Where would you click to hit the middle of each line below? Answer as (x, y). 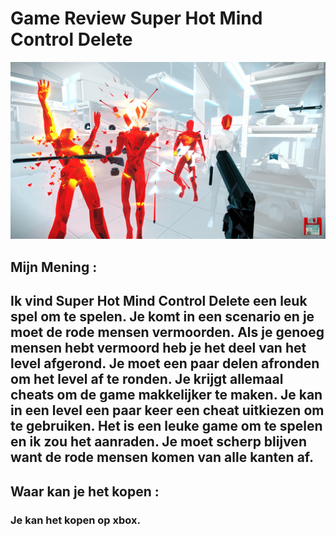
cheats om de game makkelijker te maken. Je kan (166, 395)
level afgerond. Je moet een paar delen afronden (165, 363)
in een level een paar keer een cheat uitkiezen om (167, 410)
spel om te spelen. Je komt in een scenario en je (162, 317)
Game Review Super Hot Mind (136, 18)
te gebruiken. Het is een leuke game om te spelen (166, 426)
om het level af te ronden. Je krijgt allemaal (147, 379)
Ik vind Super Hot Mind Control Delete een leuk (159, 301)
